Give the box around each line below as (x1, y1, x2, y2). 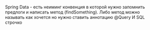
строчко (5, 19, 22, 25)
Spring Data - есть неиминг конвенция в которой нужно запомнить (5, 4, 145, 10)
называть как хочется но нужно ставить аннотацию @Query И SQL (5, 15, 145, 20)
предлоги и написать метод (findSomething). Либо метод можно (5, 9, 140, 15)
